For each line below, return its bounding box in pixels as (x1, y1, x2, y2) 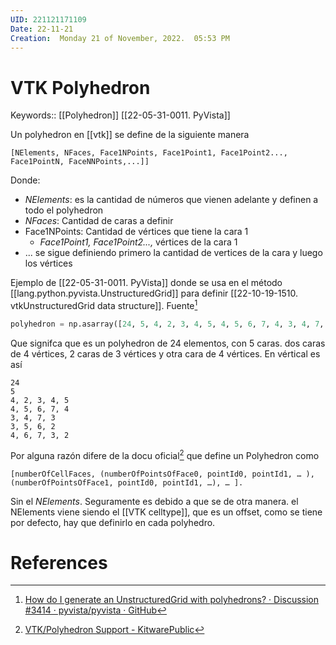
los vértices (24, 257, 73, 270)
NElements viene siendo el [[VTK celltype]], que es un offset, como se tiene (10, 506, 323, 518)
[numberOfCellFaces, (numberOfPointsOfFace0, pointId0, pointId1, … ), (10, 469, 315, 479)
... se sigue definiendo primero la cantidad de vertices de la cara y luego (24, 247, 323, 259)
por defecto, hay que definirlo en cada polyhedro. (10, 516, 216, 528)
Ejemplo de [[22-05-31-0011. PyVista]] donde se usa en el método (10, 277, 283, 289)
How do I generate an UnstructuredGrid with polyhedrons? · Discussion (24, 594, 320, 606)
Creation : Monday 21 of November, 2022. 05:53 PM (10, 33, 230, 43)
